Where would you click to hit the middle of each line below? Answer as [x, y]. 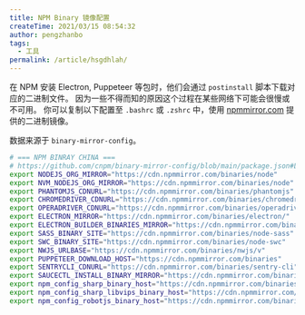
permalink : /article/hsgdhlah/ [69, 60]
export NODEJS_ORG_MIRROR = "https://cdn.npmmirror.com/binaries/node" [144, 174]
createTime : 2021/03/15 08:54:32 [73, 26]
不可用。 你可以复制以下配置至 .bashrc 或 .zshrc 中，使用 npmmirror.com [147, 109]
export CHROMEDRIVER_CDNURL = [64, 200]
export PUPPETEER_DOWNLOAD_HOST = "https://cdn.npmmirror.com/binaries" [146, 259]
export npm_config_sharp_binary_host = [83, 284]
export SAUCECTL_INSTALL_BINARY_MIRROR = [87, 276]
